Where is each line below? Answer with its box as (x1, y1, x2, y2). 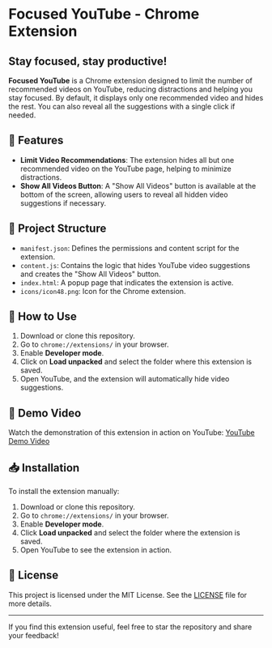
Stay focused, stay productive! (8, 54, 168, 68)
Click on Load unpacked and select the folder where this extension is (19, 357, 253, 367)
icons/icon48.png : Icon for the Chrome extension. (19, 286, 186, 296)
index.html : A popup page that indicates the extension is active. (19, 277, 234, 288)
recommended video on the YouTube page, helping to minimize (19, 164, 232, 173)
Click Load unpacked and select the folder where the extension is (19, 528, 240, 538)
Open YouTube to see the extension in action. (19, 545, 172, 555)
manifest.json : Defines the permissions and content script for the (19, 243, 240, 253)
